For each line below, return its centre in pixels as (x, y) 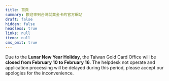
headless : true (21, 29)
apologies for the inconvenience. (40, 73)
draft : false (19, 19)
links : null (18, 33)
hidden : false (20, 24)
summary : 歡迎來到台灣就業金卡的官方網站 (44, 15)
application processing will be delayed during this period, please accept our (84, 67)
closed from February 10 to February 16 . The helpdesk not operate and (80, 62)
